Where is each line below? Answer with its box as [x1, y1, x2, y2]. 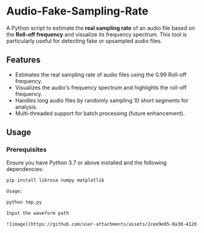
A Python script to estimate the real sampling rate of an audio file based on [6, 24, 195, 32]
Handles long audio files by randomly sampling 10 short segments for [15, 96, 189, 104]
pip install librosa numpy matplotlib [6, 177, 104, 183]
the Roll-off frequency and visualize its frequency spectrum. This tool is [6, 30, 187, 38]
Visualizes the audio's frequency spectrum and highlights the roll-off [15, 84, 187, 91]
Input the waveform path [6, 211, 69, 217]
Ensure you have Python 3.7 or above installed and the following [6, 159, 167, 166]
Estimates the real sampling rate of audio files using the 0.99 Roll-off [15, 71, 187, 78]
